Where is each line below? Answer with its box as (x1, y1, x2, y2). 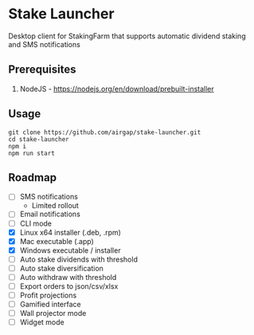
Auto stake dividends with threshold (19, 254, 138, 264)
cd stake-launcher (8, 135, 69, 144)
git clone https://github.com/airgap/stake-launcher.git (8, 128, 201, 136)
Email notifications (19, 209, 81, 219)
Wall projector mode (19, 309, 87, 318)
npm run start (8, 149, 56, 157)
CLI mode (19, 219, 53, 228)
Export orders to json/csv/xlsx (19, 281, 119, 291)
